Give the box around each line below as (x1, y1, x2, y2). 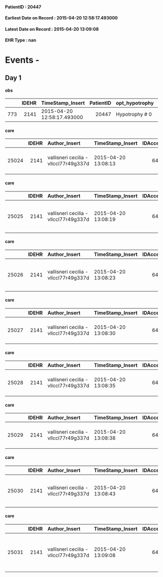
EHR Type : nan (5, 37, 36, 43)
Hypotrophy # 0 (115, 111, 152, 118)
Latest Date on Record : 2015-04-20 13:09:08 (5, 26, 99, 32)
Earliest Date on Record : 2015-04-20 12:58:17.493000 (5, 15, 118, 21)
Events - (5, 54, 40, 65)
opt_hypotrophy (115, 100, 154, 107)
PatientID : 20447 (5, 4, 41, 10)
